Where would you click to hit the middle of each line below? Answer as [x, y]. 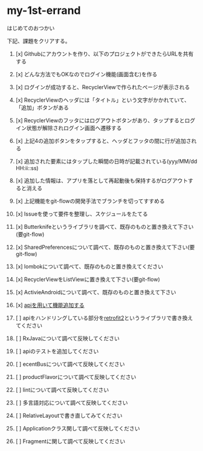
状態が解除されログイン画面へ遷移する [74, 128]
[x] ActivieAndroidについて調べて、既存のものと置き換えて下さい [96, 292]
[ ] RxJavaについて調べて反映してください [68, 338]
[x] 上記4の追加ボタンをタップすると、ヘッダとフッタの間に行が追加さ [104, 140]
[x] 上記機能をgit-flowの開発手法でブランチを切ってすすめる [90, 201]
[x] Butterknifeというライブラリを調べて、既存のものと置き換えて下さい [105, 226]
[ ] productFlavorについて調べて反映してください [76, 377]
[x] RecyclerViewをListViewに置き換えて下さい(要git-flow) [88, 279]
